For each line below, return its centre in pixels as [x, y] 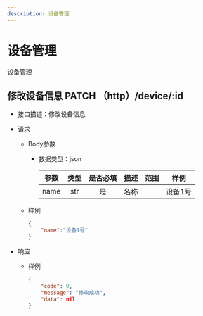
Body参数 [42, 144]
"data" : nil [58, 299]
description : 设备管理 [38, 14]
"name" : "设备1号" [65, 230]
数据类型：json [60, 159]
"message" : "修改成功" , [74, 293]
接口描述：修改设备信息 [51, 114]
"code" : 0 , [57, 286]
